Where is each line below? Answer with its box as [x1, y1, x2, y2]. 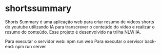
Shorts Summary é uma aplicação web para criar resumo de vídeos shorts [5, 19, 155, 25]
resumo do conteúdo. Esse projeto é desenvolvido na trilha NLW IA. [5, 29, 141, 35]
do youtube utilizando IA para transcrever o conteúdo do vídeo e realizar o [5, 24, 155, 29]
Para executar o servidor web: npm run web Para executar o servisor [5, 38, 144, 44]
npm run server [15, 43, 46, 49]
